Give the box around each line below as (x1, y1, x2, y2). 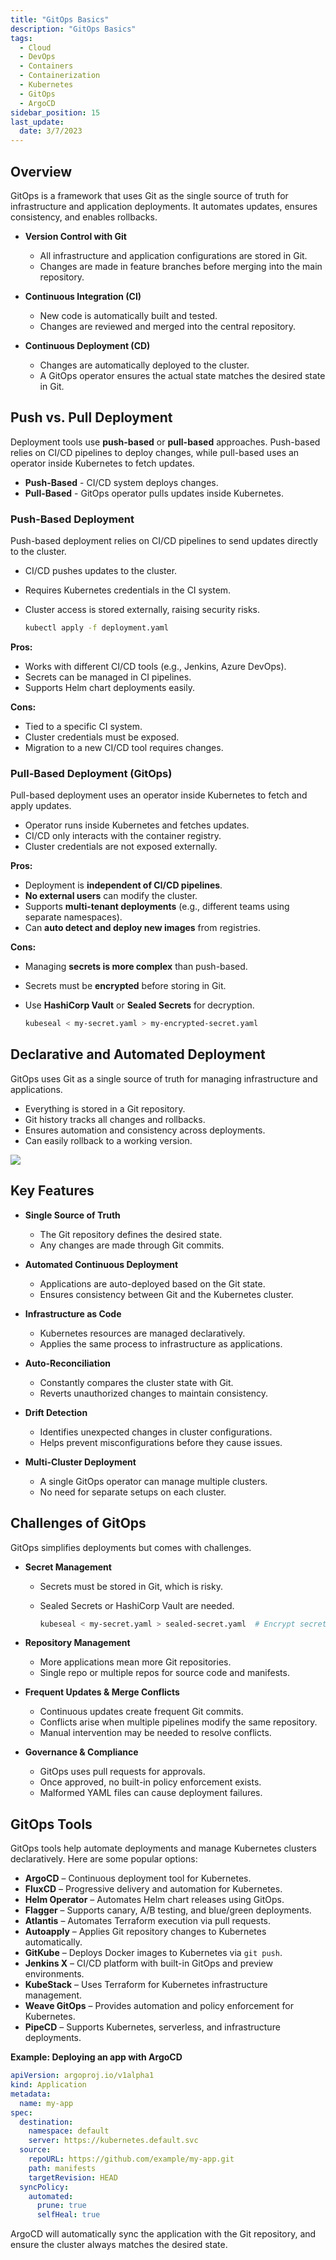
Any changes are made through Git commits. (39, 1239, 225, 1251)
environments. (24, 1968, 85, 1980)
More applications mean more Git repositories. (39, 1656, 232, 1668)
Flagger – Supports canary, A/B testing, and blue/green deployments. (24, 1904, 312, 1916)
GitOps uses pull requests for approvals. (39, 1766, 206, 1778)
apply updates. (10, 800, 72, 812)
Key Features (10, 1182, 95, 1200)
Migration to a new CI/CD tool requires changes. (24, 741, 224, 753)
